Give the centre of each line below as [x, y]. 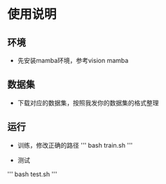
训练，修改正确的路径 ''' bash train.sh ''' [75, 145]
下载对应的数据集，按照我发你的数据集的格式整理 [88, 103]
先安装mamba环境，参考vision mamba [73, 61]
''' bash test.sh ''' [32, 174]
